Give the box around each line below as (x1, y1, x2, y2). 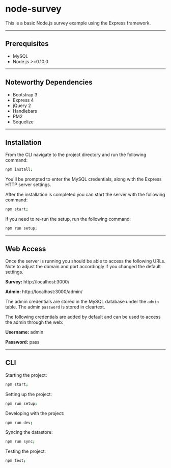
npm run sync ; (5, 439, 36, 444)
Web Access (5, 244, 46, 253)
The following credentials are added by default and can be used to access (5, 314, 161, 320)
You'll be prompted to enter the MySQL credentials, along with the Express (5, 176, 162, 183)
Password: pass (5, 339, 40, 345)
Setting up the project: (5, 391, 52, 397)
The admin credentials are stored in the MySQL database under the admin (5, 298, 159, 304)
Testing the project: (5, 448, 46, 454)
